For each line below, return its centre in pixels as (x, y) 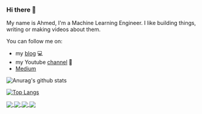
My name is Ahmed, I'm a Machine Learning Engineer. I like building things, (101, 23)
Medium (26, 69)
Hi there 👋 (21, 10)
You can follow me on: (34, 41)
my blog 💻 (29, 54)
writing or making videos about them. (54, 29)
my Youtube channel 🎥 (44, 62)
